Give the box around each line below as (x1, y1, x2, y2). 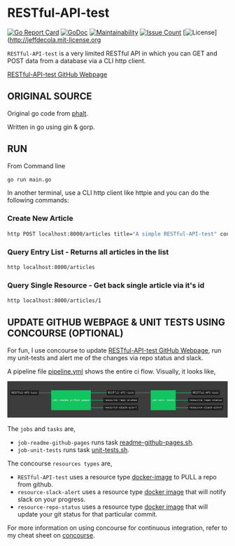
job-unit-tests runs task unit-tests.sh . (17, 446, 129, 454)
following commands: (7, 196, 69, 205)
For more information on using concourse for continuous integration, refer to (7, 524, 228, 532)
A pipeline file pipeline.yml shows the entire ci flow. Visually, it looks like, (7, 367, 216, 376)
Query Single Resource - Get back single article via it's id (7, 280, 205, 290)
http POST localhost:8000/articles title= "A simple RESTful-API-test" (7, 230, 218, 238)
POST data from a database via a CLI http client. (7, 56, 146, 64)
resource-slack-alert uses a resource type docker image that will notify (17, 488, 227, 496)
